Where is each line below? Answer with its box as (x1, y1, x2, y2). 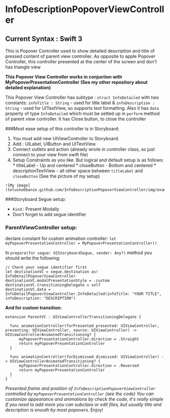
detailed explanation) (5, 85, 51, 91)
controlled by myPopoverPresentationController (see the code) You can (5, 391, 154, 397)
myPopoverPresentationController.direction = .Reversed (18, 363, 139, 368)
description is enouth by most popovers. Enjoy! (5, 407, 104, 413)
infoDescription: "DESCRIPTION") (5, 296, 76, 301)
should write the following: (5, 255, 61, 261)
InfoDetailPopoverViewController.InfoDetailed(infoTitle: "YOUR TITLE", (5, 291, 162, 297)
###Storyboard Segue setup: (5, 196, 66, 202)
